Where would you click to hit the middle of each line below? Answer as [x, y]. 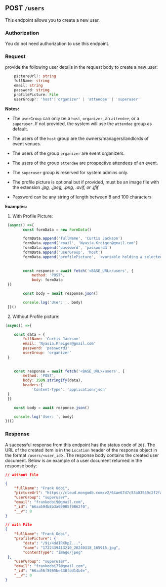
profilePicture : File [36, 94]
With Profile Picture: [33, 216]
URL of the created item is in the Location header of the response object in [81, 450]
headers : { [33, 385]
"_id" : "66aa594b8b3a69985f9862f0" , [52, 506]
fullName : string [32, 81]
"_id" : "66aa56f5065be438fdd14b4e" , [52, 571]
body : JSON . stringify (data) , [53, 380]
